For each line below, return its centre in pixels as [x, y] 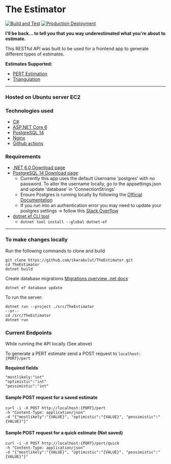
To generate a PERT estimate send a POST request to [61, 354]
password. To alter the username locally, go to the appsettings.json [91, 184]
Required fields [22, 368]
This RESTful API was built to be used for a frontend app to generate [77, 48]
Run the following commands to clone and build [55, 251]
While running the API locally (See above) [49, 344]
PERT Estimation [30, 74]
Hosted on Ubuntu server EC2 [43, 97]
